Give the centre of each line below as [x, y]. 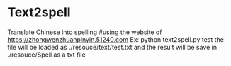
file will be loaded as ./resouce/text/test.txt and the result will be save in [112, 47]
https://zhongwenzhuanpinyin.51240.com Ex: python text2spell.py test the [116, 39]
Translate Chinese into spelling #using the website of [85, 32]
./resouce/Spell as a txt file [47, 55]
